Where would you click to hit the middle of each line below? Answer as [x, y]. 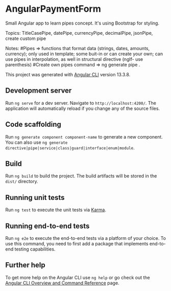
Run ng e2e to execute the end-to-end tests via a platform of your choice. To [86, 238]
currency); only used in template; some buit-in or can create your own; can [84, 54]
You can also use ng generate [36, 142]
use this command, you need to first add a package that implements [77, 244]
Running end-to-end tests [47, 226]
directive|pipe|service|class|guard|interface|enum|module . [70, 148]
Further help [26, 265]
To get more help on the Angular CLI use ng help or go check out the [78, 277]
